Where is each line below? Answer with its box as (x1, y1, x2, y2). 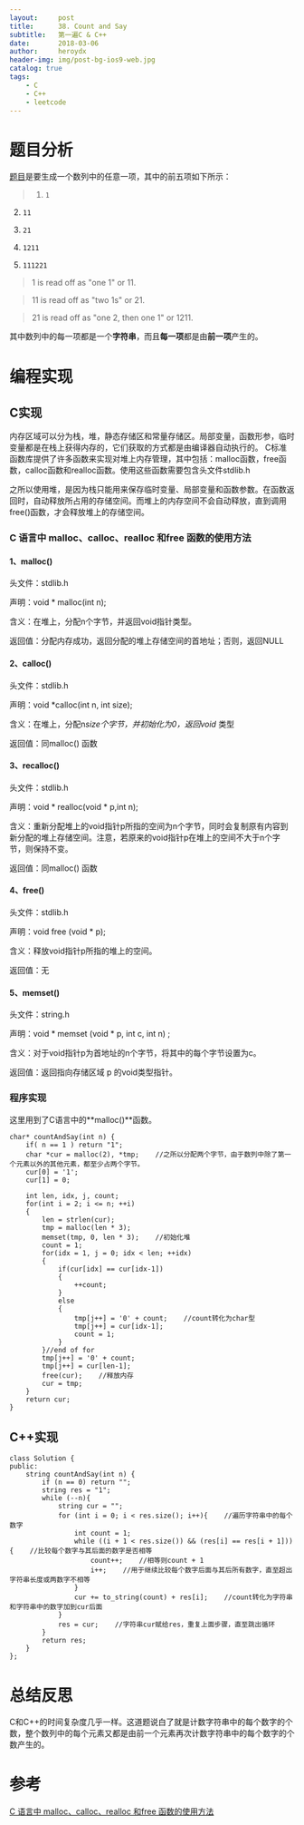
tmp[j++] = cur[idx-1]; (73, 1322, 165, 1331)
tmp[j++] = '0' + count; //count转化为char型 (73, 1313, 256, 1322)
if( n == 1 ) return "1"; (25, 1140, 124, 1149)
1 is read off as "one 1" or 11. (31, 278, 137, 288)
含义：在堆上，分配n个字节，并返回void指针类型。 (9, 616, 197, 627)
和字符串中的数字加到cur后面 (9, 1603, 103, 1612)
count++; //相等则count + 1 (90, 1557, 204, 1566)
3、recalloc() (9, 760, 61, 771)
